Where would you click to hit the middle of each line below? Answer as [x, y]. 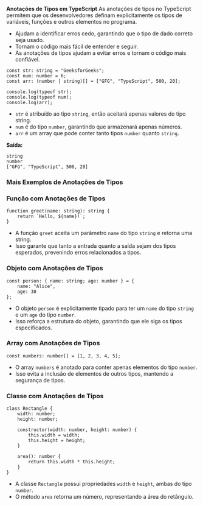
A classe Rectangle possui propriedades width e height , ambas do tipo [103, 484]
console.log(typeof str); [39, 92]
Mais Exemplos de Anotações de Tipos [65, 182]
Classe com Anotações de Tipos [55, 396]
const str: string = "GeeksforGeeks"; [55, 71]
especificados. [34, 328]
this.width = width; [54, 435]
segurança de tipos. [40, 380]
